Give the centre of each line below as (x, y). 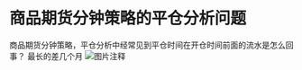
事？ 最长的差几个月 (46, 56)
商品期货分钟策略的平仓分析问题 (128, 18)
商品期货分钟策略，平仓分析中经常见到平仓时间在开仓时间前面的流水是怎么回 (151, 45)
